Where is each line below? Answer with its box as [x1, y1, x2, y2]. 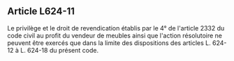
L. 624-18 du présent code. [20, 46, 99, 54]
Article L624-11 [7, 6, 75, 17]
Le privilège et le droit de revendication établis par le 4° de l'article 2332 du [7, 24, 225, 32]
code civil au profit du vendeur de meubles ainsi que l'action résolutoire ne [7, 31, 222, 40]
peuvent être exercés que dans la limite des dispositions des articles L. [7, 38, 211, 47]
